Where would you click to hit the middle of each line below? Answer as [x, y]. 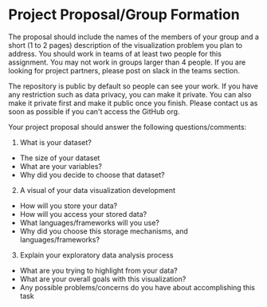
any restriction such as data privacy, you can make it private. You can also [130, 94]
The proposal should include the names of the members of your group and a [133, 37]
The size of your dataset [60, 158]
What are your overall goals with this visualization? [103, 279]
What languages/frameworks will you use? [90, 222]
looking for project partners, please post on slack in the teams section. [124, 70]
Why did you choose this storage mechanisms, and [104, 231]
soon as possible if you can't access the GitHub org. [94, 111]
